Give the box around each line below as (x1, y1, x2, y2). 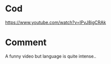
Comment (5, 37, 47, 48)
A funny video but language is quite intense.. (5, 53, 97, 59)
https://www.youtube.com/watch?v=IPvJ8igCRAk (5, 19, 107, 25)
